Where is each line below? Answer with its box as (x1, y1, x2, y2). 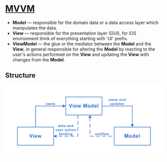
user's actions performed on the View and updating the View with (12, 51, 149, 57)
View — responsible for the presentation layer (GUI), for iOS (12, 30, 136, 36)
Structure (5, 71, 36, 80)
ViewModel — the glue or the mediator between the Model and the (12, 40, 151, 46)
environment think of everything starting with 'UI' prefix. (12, 35, 128, 41)
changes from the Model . (12, 56, 65, 62)
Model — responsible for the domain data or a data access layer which (12, 19, 159, 25)
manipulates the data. (12, 24, 57, 30)
